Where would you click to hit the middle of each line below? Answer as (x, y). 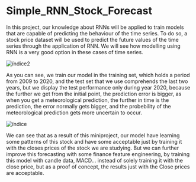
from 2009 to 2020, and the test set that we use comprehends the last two (97, 81)
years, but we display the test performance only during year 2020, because (98, 87)
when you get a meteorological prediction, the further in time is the (88, 100)
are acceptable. (25, 173)
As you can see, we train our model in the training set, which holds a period (98, 75)
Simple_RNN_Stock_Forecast (79, 11)
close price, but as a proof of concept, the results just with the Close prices (98, 167)
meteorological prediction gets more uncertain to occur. (74, 112)
